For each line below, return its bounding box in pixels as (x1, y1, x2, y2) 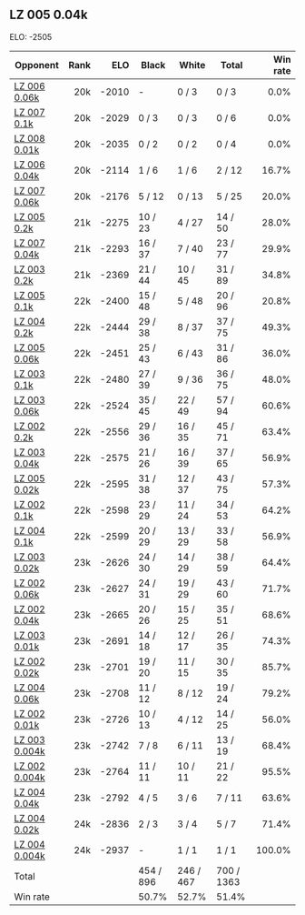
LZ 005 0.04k (9, 7, 88, 23)
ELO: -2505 (9, 31, 53, 42)
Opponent (15, 58, 59, 71)
